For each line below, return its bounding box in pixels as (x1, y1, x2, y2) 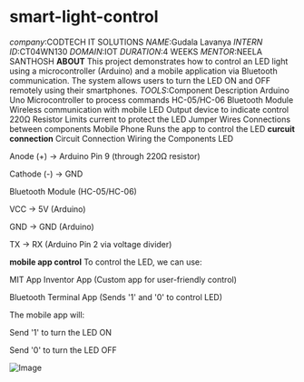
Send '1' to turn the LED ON (9, 327, 112, 337)
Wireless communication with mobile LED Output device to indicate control (9, 104, 289, 115)
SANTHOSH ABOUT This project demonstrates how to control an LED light (9, 55, 289, 66)
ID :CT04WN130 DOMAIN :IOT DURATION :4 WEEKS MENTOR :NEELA (9, 45, 263, 56)
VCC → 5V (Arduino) (9, 203, 86, 215)
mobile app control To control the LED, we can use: (9, 256, 202, 267)
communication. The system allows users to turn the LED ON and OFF (9, 75, 271, 85)
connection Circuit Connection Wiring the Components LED (9, 133, 234, 144)
